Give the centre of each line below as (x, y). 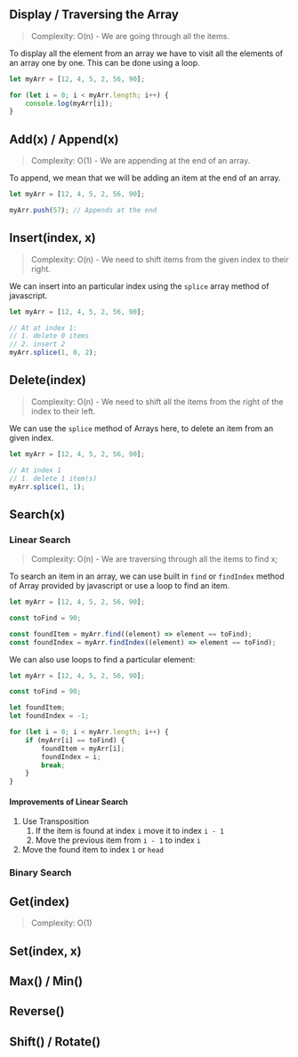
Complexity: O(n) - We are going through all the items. (130, 36)
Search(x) (37, 514)
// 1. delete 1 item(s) (53, 478)
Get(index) (40, 901)
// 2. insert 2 (37, 344)
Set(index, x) (45, 951)
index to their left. (63, 411)
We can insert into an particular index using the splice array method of (139, 286)
